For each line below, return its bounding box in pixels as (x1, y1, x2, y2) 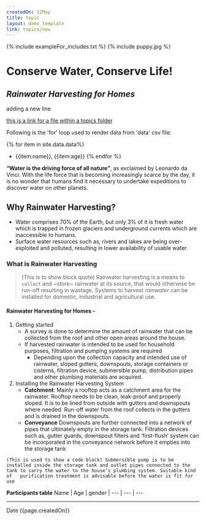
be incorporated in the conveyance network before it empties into (24, 438, 191, 446)
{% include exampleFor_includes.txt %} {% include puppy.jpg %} (6, 43, 171, 50)
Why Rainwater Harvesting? (6, 202, 116, 212)
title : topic (6, 15, 40, 21)
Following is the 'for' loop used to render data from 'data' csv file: (6, 129, 172, 136)
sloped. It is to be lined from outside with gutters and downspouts (24, 399, 191, 406)
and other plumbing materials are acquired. (33, 373, 143, 381)
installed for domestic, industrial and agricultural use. (21, 293, 156, 301)
